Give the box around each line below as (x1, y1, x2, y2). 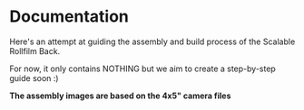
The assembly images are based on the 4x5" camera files (9, 90, 231, 101)
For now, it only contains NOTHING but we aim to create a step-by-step (9, 63, 277, 74)
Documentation (9, 6, 130, 27)
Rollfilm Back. (9, 45, 61, 56)
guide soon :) (9, 72, 59, 83)
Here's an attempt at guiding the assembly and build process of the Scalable (9, 36, 296, 47)
